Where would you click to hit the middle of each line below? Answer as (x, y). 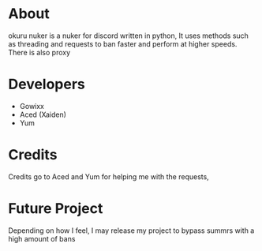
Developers (47, 84)
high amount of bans (42, 238)
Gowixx (32, 106)
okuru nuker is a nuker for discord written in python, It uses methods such (128, 36)
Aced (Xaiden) (43, 114)
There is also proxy (39, 52)
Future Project (56, 208)
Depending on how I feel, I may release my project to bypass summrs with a (131, 230)
